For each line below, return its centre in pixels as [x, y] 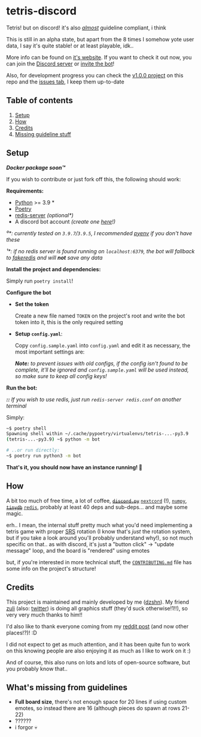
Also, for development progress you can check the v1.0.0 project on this [95, 75]
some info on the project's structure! [51, 568]
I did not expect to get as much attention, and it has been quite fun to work [98, 644]
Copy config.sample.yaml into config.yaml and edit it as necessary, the [102, 345]
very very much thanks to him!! [44, 615]
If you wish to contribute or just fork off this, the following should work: [94, 179]
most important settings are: [50, 352]
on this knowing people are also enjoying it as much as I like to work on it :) [99, 651]
